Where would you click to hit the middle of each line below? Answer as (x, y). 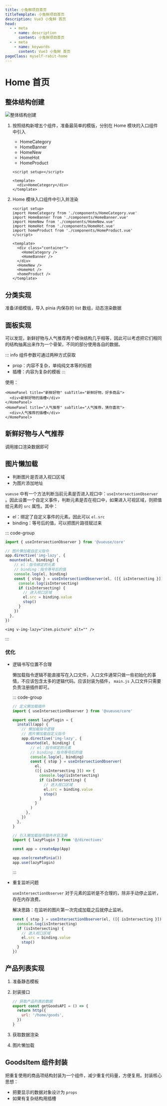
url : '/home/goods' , (43, 1015)
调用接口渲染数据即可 (27, 447)
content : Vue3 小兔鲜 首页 (44, 51)
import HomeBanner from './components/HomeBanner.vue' (70, 218)
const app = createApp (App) (41, 849)
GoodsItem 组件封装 (37, 1062)
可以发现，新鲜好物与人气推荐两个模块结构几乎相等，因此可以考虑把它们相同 (83, 338)
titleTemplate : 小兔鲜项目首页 (35, 14)
